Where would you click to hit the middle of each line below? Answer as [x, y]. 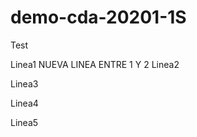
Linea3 [24, 83]
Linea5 [24, 122]
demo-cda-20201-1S [98, 17]
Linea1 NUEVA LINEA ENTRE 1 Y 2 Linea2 [95, 64]
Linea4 [24, 103]
